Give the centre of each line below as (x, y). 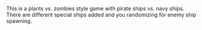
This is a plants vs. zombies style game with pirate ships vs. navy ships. (95, 9)
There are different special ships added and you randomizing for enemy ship (101, 15)
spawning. (19, 21)
